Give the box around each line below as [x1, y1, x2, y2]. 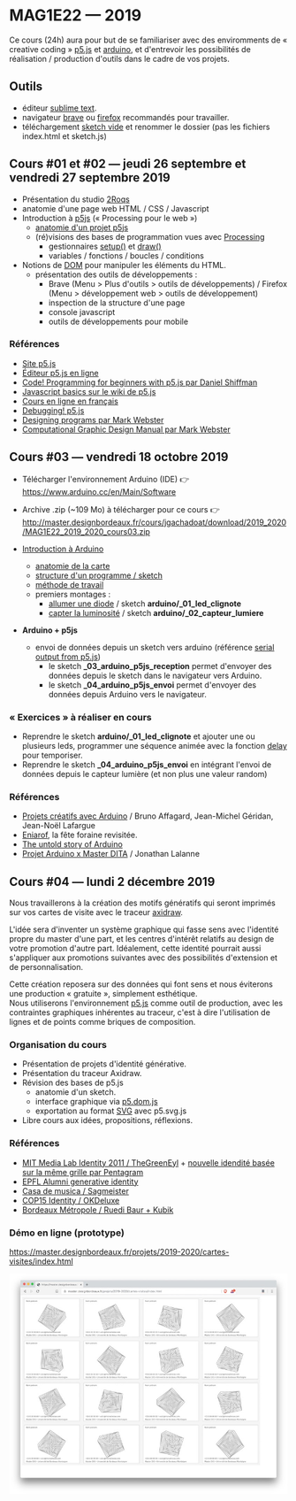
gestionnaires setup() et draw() [48, 241, 162, 251]
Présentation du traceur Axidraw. [21, 1068, 142, 1079]
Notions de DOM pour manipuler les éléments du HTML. [21, 259, 227, 270]
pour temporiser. [21, 750, 83, 760]
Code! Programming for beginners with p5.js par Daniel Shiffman [21, 377, 258, 388]
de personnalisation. [9, 962, 84, 973]
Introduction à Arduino [21, 543, 104, 554]
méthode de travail [34, 579, 104, 589]
